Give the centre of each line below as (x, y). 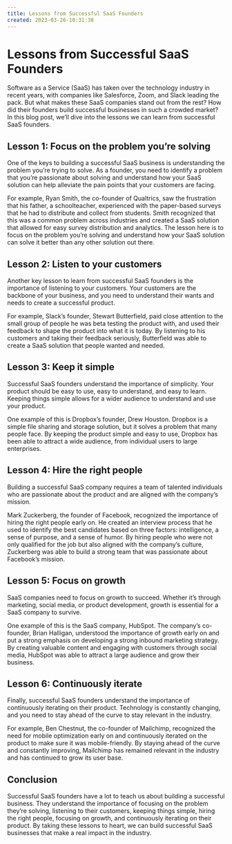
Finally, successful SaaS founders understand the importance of (98, 700)
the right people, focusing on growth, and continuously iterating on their (109, 818)
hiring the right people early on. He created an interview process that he (110, 522)
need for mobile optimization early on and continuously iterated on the (107, 736)
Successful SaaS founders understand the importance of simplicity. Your (110, 383)
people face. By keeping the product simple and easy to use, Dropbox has (113, 434)
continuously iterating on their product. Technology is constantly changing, (114, 708)
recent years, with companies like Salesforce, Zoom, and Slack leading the (113, 95)
